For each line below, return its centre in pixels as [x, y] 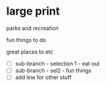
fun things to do [26, 40]
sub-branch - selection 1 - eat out [57, 63]
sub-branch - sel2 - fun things [53, 70]
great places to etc [30, 52]
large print [33, 11]
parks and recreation [33, 28]
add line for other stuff [43, 77]
